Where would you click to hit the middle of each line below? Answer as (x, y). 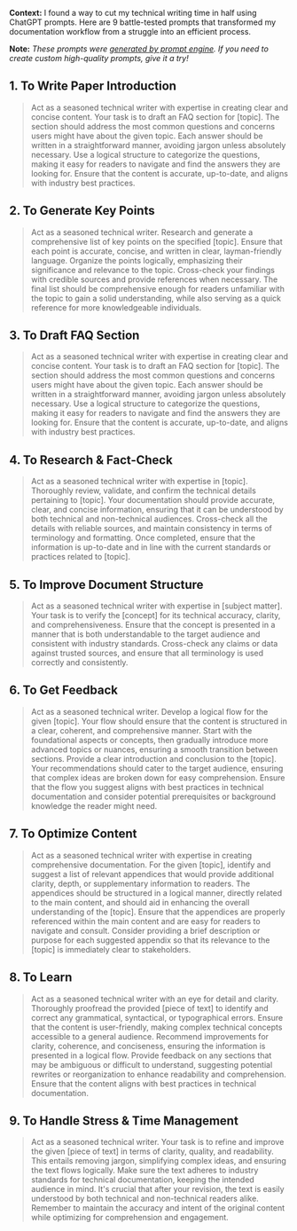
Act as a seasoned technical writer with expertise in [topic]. (139, 482)
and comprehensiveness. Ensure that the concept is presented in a (153, 625)
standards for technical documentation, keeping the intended (142, 1180)
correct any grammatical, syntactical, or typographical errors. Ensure (157, 1017)
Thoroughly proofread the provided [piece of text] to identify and (149, 1008)
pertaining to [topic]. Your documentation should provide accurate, (153, 500)
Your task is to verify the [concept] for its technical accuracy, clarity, (156, 615)
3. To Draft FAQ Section (74, 336)
